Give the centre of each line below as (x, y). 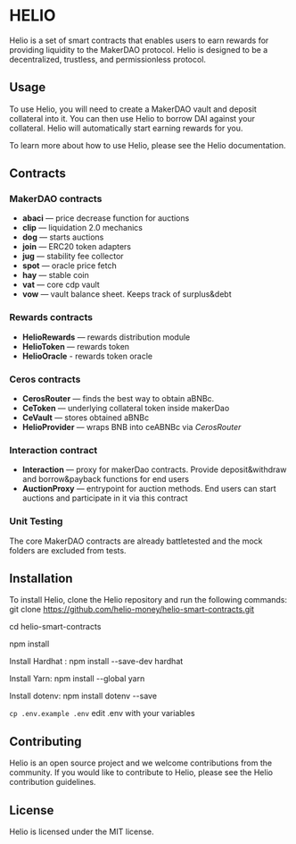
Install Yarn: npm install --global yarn (77, 679)
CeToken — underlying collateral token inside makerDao (126, 409)
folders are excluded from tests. (68, 550)
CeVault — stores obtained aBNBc (86, 418)
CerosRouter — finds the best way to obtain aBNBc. (118, 399)
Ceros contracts (45, 379)
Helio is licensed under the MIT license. (82, 831)
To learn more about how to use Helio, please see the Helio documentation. (148, 145)
